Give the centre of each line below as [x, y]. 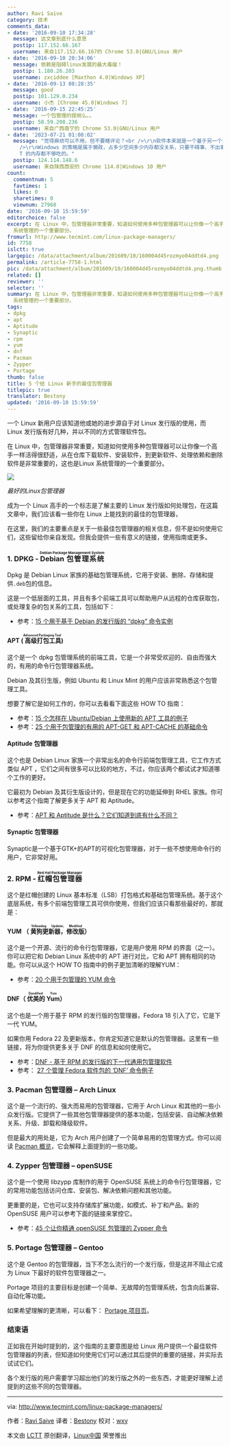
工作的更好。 [31, 777]
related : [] [24, 275]
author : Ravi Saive [35, 13]
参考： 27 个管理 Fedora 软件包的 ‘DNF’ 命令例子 [85, 1070]
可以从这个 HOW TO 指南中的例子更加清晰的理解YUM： [103, 965]
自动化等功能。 [28, 1296]
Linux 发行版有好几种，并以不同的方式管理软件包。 [79, 432]
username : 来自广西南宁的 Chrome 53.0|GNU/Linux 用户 [87, 128]
